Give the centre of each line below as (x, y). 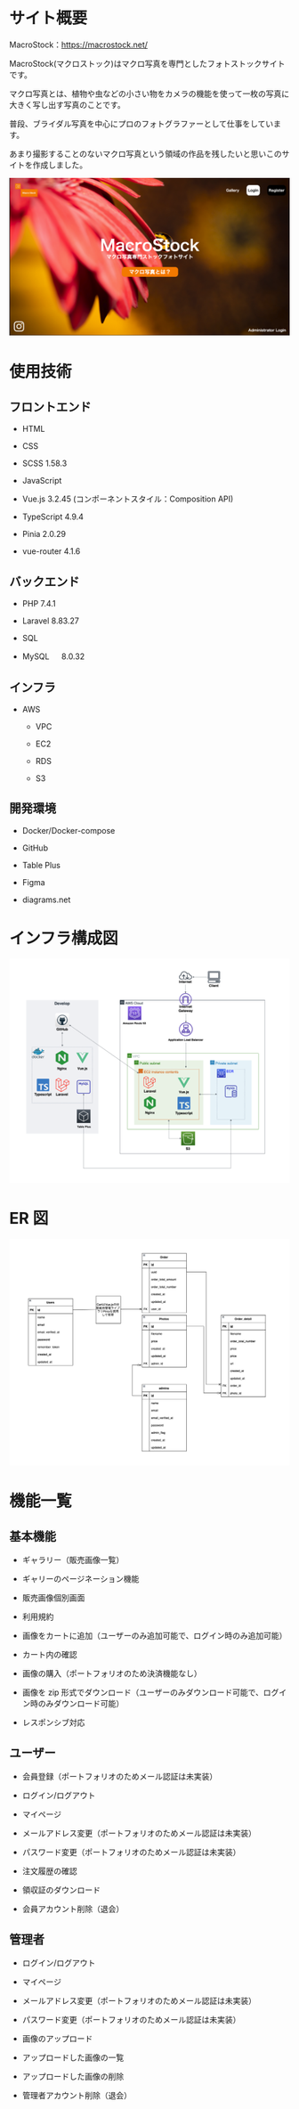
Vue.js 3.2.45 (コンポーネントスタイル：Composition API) (128, 499)
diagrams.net (46, 900)
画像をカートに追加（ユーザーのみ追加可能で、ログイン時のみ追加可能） (154, 1635)
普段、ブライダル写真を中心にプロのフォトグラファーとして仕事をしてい (141, 123)
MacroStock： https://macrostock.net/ (79, 45)
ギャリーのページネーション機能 (81, 1578)
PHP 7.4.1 (39, 604)
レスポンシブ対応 (53, 1722)
